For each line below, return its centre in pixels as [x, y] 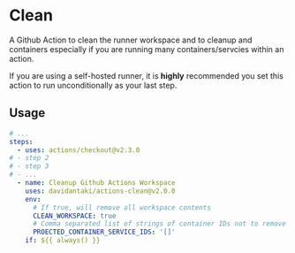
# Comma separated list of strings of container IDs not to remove [159, 224]
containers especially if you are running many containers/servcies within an [147, 49]
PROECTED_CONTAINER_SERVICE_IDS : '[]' [104, 232]
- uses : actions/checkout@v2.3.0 [79, 150]
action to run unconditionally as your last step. [93, 85]
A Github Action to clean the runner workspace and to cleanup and [131, 40]
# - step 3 [29, 166]
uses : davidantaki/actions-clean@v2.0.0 [100, 191]
